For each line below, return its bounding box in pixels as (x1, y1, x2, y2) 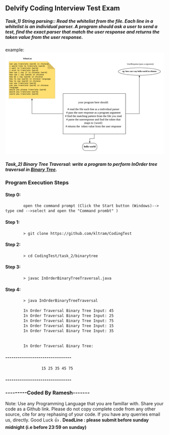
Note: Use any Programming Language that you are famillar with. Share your (5, 401, 164, 407)
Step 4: (5, 286, 21, 292)
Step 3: (5, 264, 21, 270)
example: (5, 47, 24, 53)
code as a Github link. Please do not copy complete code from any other (5, 406, 156, 412)
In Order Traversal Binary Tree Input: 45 (23, 308, 114, 314)
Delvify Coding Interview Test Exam (5, 4, 120, 13)
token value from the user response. (5, 34, 83, 40)
